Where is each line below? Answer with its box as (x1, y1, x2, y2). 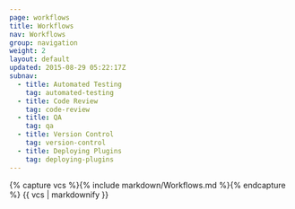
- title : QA (17, 113, 63, 122)
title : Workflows (9, 22, 74, 30)
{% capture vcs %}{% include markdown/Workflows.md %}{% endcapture (9, 179, 286, 190)
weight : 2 (9, 47, 47, 56)
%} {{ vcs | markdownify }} (9, 189, 109, 200)
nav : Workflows (9, 30, 66, 39)
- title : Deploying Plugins (17, 146, 123, 155)
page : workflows (9, 13, 70, 22)
